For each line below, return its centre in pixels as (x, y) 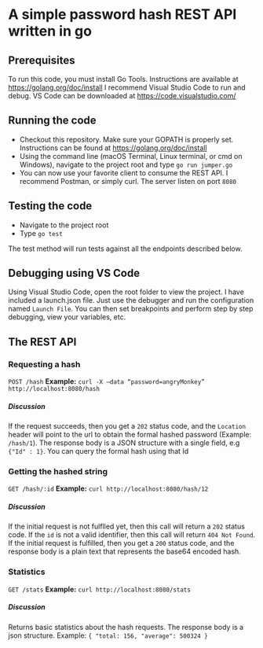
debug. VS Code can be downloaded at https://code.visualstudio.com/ (122, 96)
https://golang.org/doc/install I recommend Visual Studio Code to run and (127, 87)
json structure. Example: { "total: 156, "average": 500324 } (108, 635)
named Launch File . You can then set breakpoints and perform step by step (131, 309)
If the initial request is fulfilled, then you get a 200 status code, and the (121, 543)
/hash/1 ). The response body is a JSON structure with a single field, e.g (124, 443)
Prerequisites (42, 60)
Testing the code (50, 206)
